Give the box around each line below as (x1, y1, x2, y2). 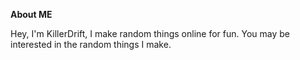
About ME (10, 9, 53, 20)
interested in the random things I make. (10, 39, 172, 50)
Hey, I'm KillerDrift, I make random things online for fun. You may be (10, 28, 290, 39)
